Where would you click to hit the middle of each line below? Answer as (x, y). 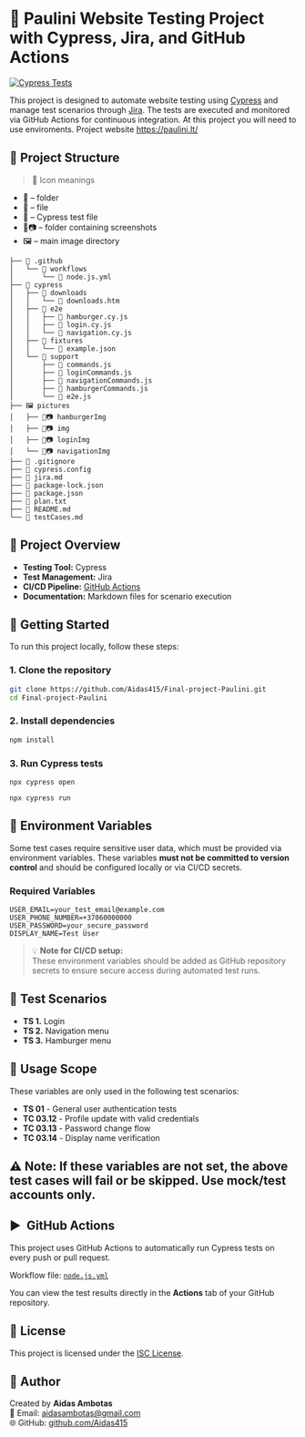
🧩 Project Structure (65, 158)
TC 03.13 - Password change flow (86, 1128)
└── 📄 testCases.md (46, 517)
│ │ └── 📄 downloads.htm (65, 301)
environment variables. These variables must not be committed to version (149, 857)
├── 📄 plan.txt (38, 501)
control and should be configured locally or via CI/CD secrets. (126, 867)
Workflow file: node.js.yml (59, 1275)
